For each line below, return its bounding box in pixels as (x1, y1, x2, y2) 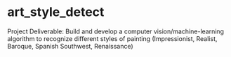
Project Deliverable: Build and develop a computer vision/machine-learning (7, 27, 225, 35)
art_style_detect (7, 4, 105, 20)
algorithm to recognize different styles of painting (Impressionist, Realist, (7, 34, 218, 42)
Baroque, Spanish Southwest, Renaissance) (7, 42, 133, 50)
